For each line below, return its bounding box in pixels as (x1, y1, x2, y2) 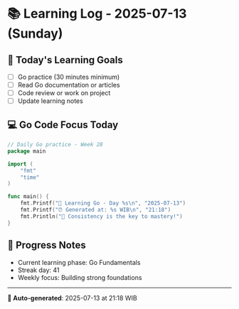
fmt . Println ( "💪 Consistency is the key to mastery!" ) (20, 212, 183, 220)
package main (7, 147, 46, 155)
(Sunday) (7, 26, 63, 42)
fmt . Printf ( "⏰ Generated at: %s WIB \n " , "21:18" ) (20, 207, 171, 214)
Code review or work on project (17, 89, 111, 97)
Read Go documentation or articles (17, 81, 120, 90)
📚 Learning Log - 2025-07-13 (7, 6, 187, 22)
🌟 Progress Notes (7, 239, 87, 251)
